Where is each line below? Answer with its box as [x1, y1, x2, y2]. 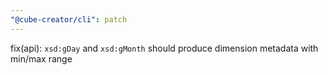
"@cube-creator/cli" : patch [10, 14, 128, 25]
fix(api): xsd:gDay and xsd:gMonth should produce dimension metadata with [10, 42, 319, 54]
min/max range [10, 52, 73, 65]
